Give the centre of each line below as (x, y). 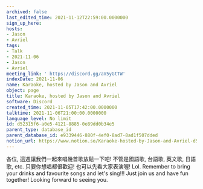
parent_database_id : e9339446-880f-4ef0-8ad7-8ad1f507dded (82, 136)
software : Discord (29, 101)
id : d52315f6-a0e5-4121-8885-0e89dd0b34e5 (60, 124)
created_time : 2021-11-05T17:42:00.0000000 (62, 107)
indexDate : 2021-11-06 (35, 79)
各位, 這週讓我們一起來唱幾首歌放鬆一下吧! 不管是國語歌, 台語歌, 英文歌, (95, 159)
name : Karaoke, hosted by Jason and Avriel (62, 85)
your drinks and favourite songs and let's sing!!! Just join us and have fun (98, 173)
